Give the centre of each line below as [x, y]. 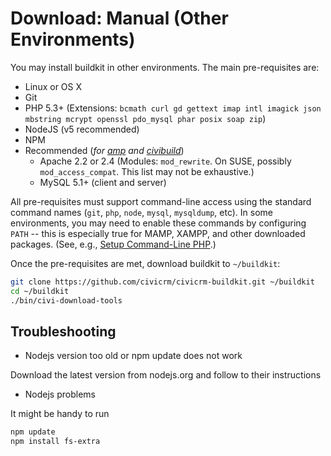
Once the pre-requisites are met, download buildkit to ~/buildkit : [145, 263]
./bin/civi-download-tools [66, 300]
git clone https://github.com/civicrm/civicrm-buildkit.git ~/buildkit [162, 282]
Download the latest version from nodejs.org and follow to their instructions [166, 375]
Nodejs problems [60, 394]
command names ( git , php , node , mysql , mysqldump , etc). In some [142, 212]
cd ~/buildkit [40, 291]
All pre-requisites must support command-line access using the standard [161, 201]
